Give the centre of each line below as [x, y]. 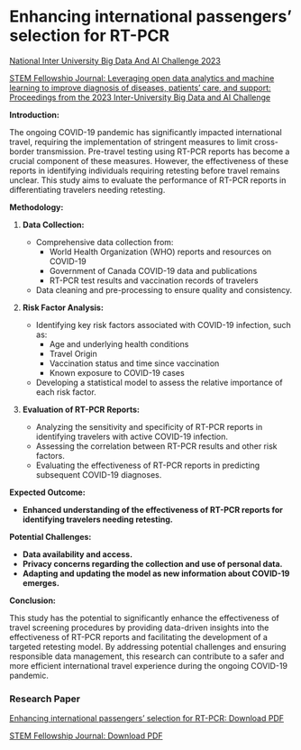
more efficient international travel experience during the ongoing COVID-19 [149, 665]
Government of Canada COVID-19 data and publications [153, 270]
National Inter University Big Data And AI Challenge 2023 [115, 60]
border [22, 151]
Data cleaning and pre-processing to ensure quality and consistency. [164, 289]
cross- [266, 142]
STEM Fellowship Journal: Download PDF [86, 736]
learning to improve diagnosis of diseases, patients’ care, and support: [140, 87]
